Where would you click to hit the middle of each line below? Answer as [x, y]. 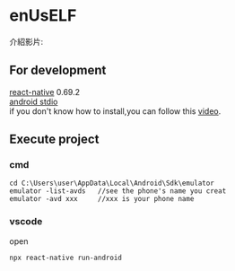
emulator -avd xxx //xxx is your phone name [102, 199]
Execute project [54, 140]
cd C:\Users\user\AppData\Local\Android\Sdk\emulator [112, 184]
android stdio [34, 101]
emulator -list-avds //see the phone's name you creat [118, 191]
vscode [26, 222]
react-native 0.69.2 [45, 92]
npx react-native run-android [66, 258]
